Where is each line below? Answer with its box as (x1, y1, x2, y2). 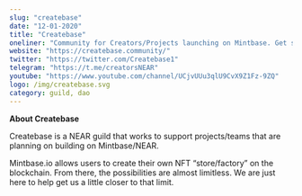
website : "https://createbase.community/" (9, 47, 171, 56)
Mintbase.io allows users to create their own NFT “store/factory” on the (9, 157, 274, 168)
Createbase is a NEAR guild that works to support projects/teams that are (9, 130, 281, 141)
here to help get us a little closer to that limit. (9, 176, 174, 187)
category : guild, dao (9, 88, 91, 97)
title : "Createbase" (9, 30, 87, 39)
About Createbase (9, 113, 79, 124)
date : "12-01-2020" (9, 22, 83, 31)
